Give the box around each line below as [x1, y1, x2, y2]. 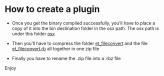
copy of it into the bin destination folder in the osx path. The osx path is [11, 25, 159, 31]
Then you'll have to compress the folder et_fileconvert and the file [11, 40, 148, 46]
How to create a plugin [4, 3, 100, 15]
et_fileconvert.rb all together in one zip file [11, 45, 99, 51]
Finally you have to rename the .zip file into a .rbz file [11, 55, 121, 61]
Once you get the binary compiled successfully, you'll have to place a [11, 20, 155, 26]
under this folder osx [11, 30, 55, 36]
